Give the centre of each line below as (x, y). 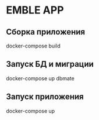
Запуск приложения (45, 97)
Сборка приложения (46, 32)
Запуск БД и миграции (50, 64)
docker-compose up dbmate (40, 78)
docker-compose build (33, 46)
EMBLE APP (35, 10)
